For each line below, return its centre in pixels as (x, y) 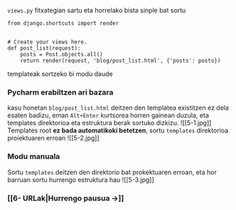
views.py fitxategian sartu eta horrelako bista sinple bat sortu (97, 10)
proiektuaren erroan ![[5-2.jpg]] (53, 138)
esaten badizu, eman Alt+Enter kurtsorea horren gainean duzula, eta (108, 115)
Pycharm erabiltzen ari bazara (60, 92)
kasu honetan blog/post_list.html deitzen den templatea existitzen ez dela (118, 108)
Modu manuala (34, 157)
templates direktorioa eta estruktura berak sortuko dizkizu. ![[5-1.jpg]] (109, 123)
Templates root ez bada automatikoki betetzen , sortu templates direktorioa (118, 130)
